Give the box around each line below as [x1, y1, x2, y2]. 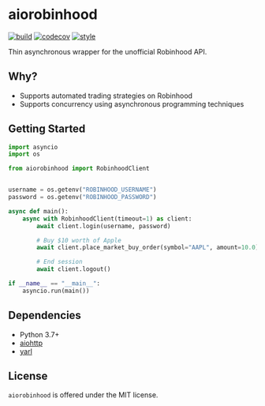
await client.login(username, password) [36, 222, 171, 230]
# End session [36, 258, 83, 266]
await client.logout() [36, 265, 111, 273]
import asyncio [8, 143, 58, 151]
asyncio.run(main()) [22, 287, 90, 295]
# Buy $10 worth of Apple [36, 236, 122, 244]
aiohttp [19, 338, 43, 348]
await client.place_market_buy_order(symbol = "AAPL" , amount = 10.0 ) [36, 243, 259, 252]
